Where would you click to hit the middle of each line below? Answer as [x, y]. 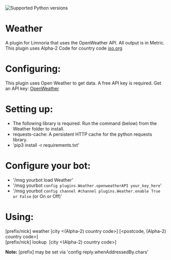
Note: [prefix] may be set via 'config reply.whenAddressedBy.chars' [77, 252]
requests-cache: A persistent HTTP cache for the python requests [82, 134]
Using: [20, 217]
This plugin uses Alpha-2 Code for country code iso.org [64, 48]
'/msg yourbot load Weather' [43, 180]
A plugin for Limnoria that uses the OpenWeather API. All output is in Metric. [85, 42]
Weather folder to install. [39, 128]
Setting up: [29, 109]
